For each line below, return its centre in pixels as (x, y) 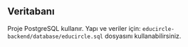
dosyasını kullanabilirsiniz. (143, 36)
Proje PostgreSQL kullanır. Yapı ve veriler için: (74, 28)
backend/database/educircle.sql (55, 36)
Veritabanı (31, 12)
